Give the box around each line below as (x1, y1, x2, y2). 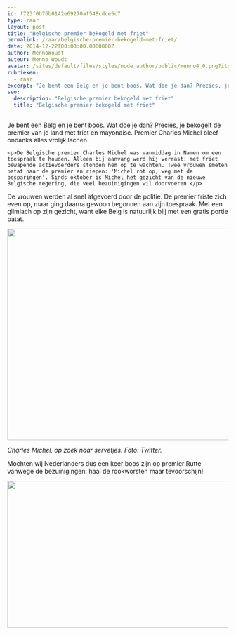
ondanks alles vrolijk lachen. (7, 135, 89, 144)
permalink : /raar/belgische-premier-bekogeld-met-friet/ (7, 36, 178, 44)
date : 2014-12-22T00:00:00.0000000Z (7, 43, 114, 50)
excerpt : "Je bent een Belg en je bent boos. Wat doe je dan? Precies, (7, 82, 221, 89)
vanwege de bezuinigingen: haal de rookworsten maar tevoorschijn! (7, 467, 204, 475)
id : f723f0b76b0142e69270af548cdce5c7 (7, 10, 121, 18)
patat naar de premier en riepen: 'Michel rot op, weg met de (7, 168, 193, 175)
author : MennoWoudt (7, 50, 65, 57)
